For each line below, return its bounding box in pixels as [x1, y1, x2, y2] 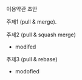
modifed [15, 43, 36, 50]
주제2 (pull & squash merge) [6, 31, 76, 38]
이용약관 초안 [6, 5, 38, 12]
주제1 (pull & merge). [6, 18, 57, 25]
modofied [15, 68, 39, 75]
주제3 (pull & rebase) [6, 56, 58, 62]
